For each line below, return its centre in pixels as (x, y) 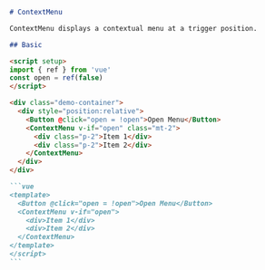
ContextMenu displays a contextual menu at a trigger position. (133, 28)
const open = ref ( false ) (56, 78)
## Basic (26, 44)
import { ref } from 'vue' (60, 70)
